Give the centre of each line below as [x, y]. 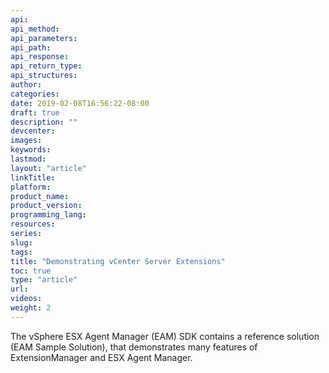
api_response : [40, 57]
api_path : [31, 47]
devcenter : [33, 131]
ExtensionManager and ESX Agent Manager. [101, 357]
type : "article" [44, 280]
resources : [33, 224]
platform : [31, 187]
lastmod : [28, 159]
